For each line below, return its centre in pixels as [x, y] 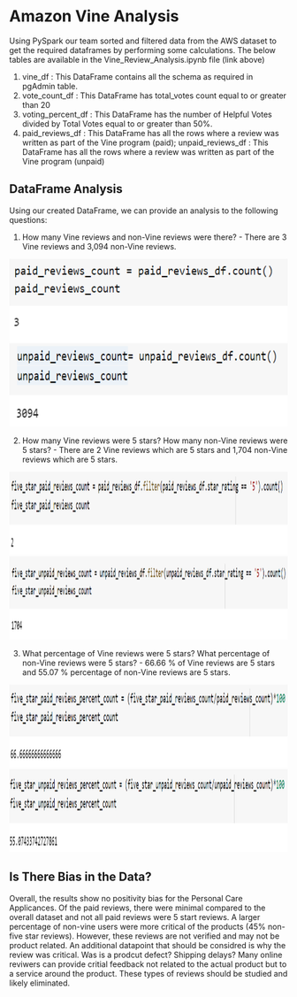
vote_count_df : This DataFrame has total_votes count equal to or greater [154, 96]
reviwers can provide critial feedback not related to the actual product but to [148, 964]
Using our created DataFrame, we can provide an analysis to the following [144, 211]
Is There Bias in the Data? [80, 877]
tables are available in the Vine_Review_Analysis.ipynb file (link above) [137, 59]
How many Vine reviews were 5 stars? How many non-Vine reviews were [155, 441]
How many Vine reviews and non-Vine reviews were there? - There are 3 [154, 237]
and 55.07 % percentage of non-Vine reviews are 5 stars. [126, 672]
